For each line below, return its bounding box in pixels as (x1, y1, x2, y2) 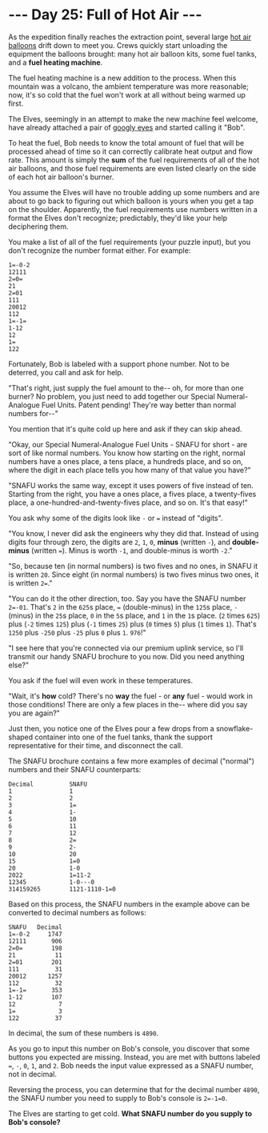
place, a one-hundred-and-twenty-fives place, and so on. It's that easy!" (8, 498, 248, 507)
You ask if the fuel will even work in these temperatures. (8, 675, 194, 685)
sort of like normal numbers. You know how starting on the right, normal (8, 448, 246, 458)
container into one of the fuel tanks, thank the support (34, 732, 214, 742)
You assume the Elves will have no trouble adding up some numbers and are (8, 187, 260, 197)
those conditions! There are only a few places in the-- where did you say (8, 699, 248, 709)
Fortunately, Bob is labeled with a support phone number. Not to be (8, 358, 230, 369)
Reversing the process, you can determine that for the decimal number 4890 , (8, 1084, 260, 1094)
